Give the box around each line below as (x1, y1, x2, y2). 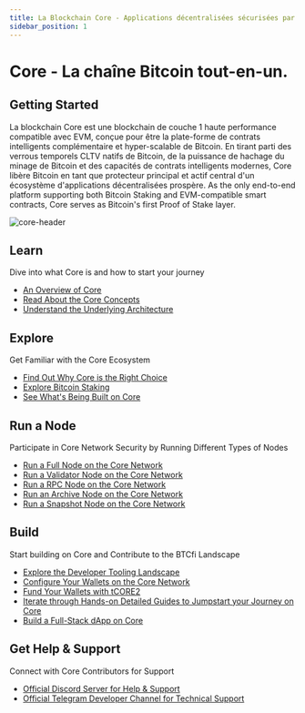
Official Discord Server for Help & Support (22, 683, 180, 694)
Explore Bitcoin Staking (22, 382, 110, 392)
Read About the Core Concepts (22, 294, 140, 305)
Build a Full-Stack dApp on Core (22, 615, 144, 626)
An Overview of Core (22, 284, 102, 296)
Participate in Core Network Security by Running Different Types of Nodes (9, 442, 289, 453)
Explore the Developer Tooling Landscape (22, 566, 180, 577)
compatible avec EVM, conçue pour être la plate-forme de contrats (9, 131, 261, 142)
